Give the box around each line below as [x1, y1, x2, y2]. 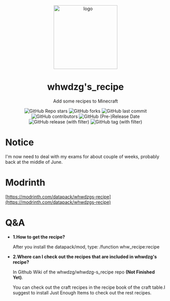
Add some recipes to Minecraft [53, 98, 118, 104]
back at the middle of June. [5, 159, 63, 165]
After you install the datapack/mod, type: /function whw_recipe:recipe [12, 243, 160, 249]
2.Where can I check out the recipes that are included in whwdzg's [12, 254, 157, 260]
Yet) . [12, 274, 23, 280]
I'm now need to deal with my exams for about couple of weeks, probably [5, 153, 159, 160]
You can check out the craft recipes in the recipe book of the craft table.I [12, 284, 165, 290]
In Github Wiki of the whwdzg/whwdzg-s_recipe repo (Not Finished [12, 269, 155, 275]
